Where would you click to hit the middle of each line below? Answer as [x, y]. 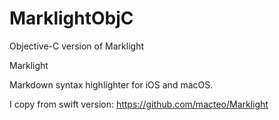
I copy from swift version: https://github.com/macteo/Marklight [139, 104]
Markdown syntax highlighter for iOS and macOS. [111, 84]
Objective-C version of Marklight [76, 46]
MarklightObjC [71, 18]
